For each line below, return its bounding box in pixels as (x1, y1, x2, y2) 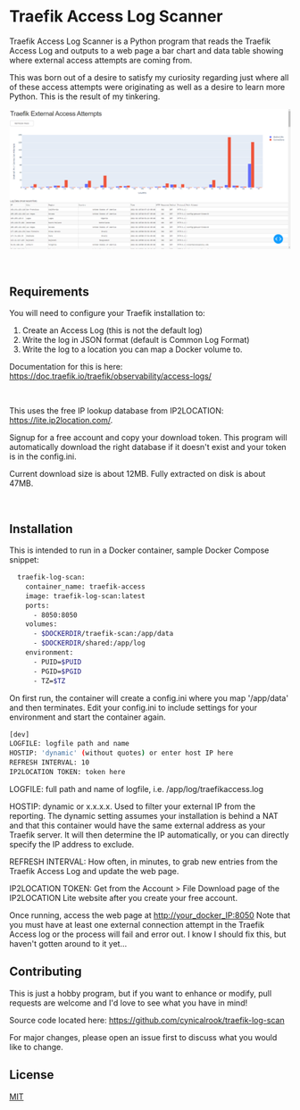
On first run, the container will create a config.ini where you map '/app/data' (9, 692, 288, 703)
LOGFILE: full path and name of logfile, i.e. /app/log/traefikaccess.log (9, 783, 264, 794)
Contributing (9, 964, 82, 980)
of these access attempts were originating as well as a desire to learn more (9, 81, 286, 92)
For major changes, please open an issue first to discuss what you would (9, 1031, 278, 1042)
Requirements (9, 284, 89, 299)
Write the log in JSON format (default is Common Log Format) (21, 335, 250, 346)
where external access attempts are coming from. (9, 54, 193, 65)
